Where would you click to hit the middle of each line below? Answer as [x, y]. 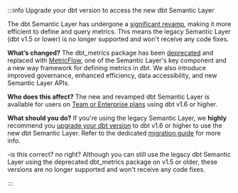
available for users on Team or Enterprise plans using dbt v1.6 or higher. [113, 104]
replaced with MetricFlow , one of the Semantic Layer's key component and [117, 60]
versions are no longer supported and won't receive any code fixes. [107, 169]
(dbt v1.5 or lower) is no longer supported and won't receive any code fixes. [118, 39]
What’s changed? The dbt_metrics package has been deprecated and [110, 53]
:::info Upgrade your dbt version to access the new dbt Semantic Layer [111, 10]
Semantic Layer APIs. [38, 83]
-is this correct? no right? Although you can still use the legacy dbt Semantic [119, 154]
